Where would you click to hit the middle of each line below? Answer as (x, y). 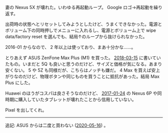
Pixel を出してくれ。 (26, 110)
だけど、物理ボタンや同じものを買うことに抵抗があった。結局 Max (91, 76)
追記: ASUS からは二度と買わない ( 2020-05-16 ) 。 (57, 125)
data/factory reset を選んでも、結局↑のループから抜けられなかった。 (76, 37)
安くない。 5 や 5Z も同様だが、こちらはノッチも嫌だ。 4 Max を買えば (78, 70)
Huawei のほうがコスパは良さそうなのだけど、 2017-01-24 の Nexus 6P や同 (83, 93)
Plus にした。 (19, 83)
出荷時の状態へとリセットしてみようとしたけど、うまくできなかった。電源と (84, 24)
